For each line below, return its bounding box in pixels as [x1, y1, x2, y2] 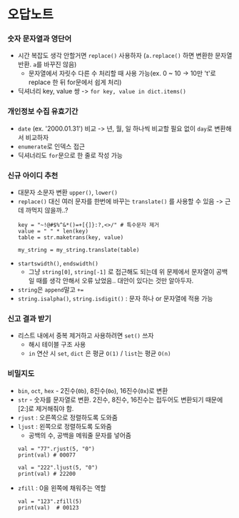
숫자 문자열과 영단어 [7, 34, 72, 44]
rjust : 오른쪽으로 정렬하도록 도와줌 [17, 413, 118, 422]
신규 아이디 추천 [7, 171, 59, 181]
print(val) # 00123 [17, 504, 79, 511]
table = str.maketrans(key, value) [17, 234, 124, 241]
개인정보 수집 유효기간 [7, 106, 78, 116]
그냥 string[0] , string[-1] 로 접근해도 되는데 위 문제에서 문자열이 [28, 268, 215, 276]
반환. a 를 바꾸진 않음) [17, 60, 77, 68]
